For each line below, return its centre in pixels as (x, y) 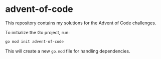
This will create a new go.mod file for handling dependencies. (68, 51)
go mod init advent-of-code (35, 41)
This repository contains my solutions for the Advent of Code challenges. (81, 23)
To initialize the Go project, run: (38, 32)
